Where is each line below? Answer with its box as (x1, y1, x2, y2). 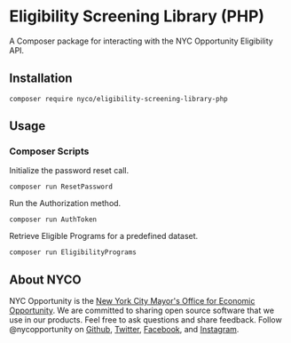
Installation (9, 71, 73, 86)
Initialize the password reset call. (9, 165, 130, 176)
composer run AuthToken (9, 215, 98, 224)
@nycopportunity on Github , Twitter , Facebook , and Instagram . (9, 324, 240, 335)
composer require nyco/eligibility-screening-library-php (9, 94, 228, 103)
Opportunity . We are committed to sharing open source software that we (9, 305, 275, 316)
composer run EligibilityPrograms (9, 248, 138, 257)
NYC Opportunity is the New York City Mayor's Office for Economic (9, 296, 256, 307)
